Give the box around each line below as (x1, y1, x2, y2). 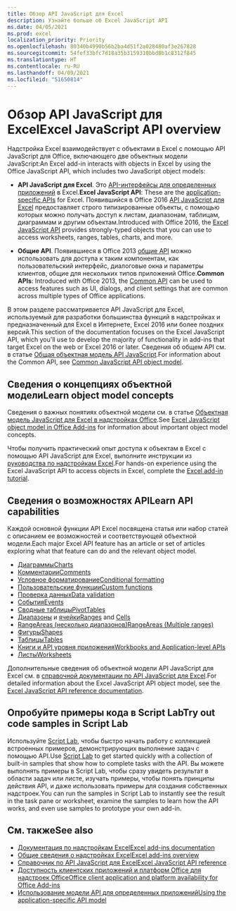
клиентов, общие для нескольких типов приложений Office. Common (17, 269, 225, 278)
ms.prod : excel (7, 30, 52, 37)
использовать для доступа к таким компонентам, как (17, 255, 179, 263)
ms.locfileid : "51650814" (7, 75, 83, 83)
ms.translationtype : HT (7, 56, 77, 63)
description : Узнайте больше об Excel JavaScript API (7, 17, 169, 24)
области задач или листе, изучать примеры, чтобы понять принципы (7, 774, 215, 783)
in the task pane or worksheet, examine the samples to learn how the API (7, 796, 219, 805)
